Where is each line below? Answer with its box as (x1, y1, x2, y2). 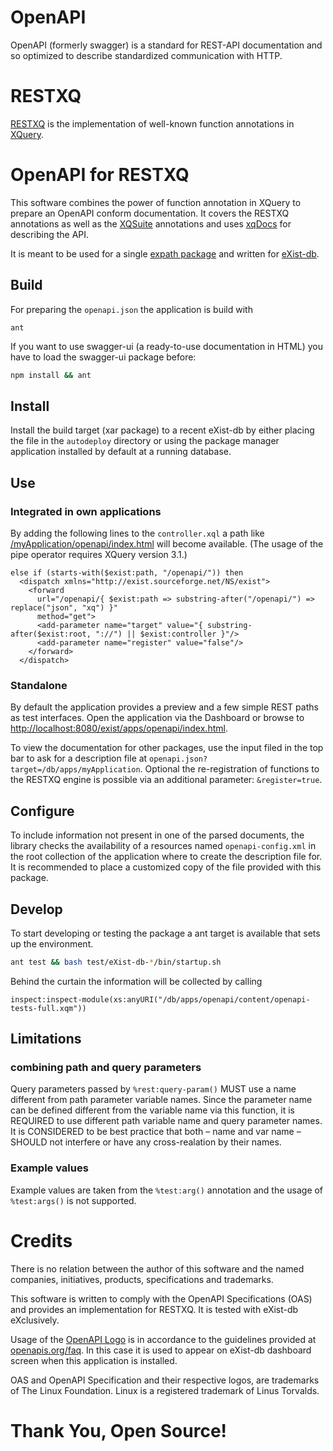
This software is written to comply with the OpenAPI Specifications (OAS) (10, 1292, 313, 1305)
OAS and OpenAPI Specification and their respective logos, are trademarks (10, 1374, 320, 1386)
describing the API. (10, 228, 90, 240)
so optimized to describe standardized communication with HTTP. (10, 49, 283, 61)
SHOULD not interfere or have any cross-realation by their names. (10, 1136, 282, 1148)
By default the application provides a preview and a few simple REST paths (10, 701, 319, 713)
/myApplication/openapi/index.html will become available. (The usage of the (10, 538, 324, 550)
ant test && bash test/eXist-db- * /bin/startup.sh (10, 957, 222, 967)
